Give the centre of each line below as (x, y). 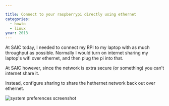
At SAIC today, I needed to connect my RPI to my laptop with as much (77, 47)
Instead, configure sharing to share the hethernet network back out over (80, 83)
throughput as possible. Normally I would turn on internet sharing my (77, 53)
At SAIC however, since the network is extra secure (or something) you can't (85, 68)
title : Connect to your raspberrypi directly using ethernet (71, 14)
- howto (18, 24)
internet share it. (22, 73)
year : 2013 (17, 33)
